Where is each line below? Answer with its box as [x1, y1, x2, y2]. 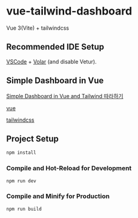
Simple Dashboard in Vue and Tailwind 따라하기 [6, 92, 123, 99]
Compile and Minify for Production [6, 192, 110, 200]
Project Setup [6, 133, 59, 144]
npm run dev [6, 177, 36, 184]
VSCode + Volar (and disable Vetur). [6, 58, 97, 65]
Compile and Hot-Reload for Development [6, 164, 132, 173]
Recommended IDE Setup [6, 42, 105, 52]
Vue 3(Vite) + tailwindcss [6, 24, 70, 31]
